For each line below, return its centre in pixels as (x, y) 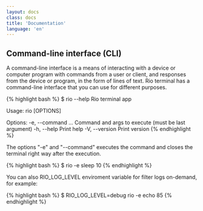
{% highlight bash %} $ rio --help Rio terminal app (69, 99)
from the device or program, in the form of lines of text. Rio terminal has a (98, 81)
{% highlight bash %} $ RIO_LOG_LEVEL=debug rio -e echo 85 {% (89, 195)
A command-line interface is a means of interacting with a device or (91, 68)
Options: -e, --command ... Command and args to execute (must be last (96, 122)
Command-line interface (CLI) (64, 53)
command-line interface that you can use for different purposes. (87, 87)
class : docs (21, 18)
